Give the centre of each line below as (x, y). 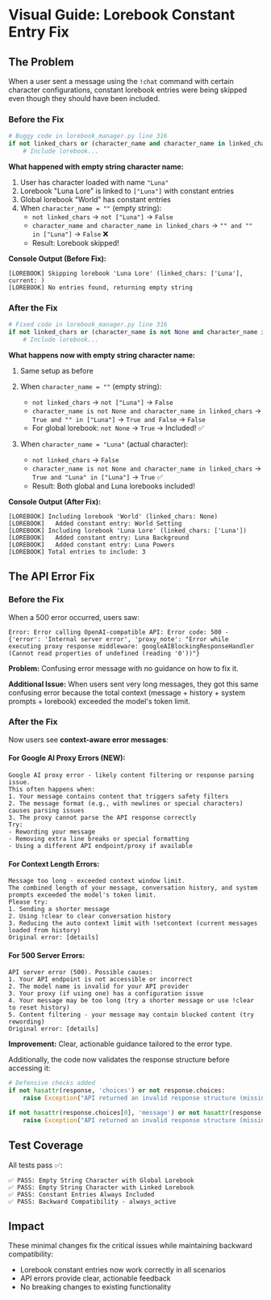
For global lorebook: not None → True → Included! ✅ (118, 428)
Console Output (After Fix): (55, 501)
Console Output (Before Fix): (57, 258)
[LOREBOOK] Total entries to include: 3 (77, 551)
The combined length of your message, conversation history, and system (133, 888)
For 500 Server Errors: (47, 955)
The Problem (41, 62)
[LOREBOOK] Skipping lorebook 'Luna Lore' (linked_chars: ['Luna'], (126, 273)
